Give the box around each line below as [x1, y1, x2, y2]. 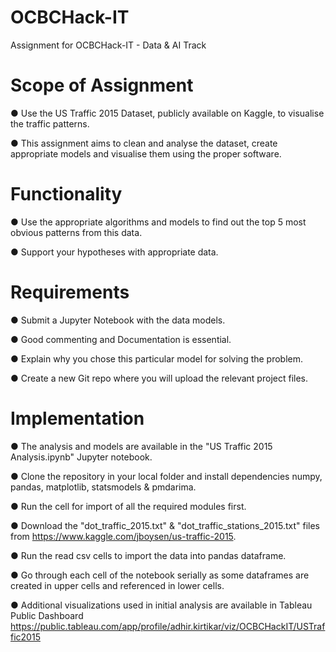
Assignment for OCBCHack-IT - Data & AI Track [10, 39, 207, 51]
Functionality [10, 183, 123, 206]
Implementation [10, 407, 145, 430]
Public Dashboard [10, 609, 84, 621]
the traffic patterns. [10, 117, 90, 130]
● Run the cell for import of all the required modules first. [10, 500, 247, 512]
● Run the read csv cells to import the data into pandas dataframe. [10, 549, 287, 561]
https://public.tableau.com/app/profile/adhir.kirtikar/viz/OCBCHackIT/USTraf [10, 620, 326, 632]
